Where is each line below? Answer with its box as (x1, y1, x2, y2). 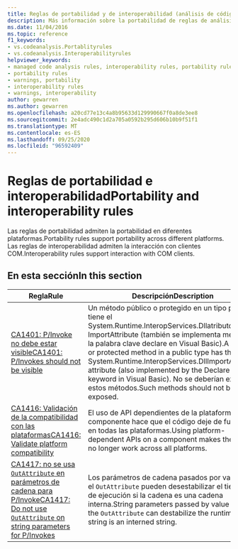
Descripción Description (132, 290, 214, 300)
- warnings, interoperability (7, 89, 97, 97)
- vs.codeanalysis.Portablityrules (7, 43, 113, 50)
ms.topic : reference (7, 30, 69, 38)
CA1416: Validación (11, 403, 78, 413)
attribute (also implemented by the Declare (87, 365, 230, 375)
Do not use (11, 504, 47, 513)
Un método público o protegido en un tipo (87, 303, 227, 312)
